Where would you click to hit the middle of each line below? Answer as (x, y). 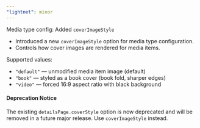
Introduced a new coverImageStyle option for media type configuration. (104, 41)
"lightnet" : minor (30, 12)
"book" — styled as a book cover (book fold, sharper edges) (91, 77)
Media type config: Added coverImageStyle (60, 29)
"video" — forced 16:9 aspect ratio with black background (88, 84)
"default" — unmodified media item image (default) (80, 71)
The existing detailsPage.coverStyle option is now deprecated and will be (100, 112)
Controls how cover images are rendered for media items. (87, 48)
